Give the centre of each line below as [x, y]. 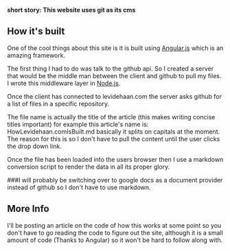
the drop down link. [34, 146]
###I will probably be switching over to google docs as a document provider [115, 180]
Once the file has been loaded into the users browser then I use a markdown [115, 159]
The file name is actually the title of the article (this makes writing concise [111, 117]
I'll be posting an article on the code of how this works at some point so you [114, 225]
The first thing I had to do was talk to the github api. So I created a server [111, 69]
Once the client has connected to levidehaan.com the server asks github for [114, 96]
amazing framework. [36, 55]
